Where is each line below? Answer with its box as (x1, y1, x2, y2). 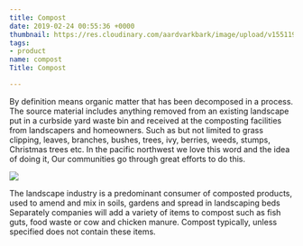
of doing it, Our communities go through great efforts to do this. (9, 153, 246, 164)
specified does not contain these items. (9, 226, 156, 237)
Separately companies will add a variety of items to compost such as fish (9, 206, 281, 217)
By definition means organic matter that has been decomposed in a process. (9, 96, 294, 106)
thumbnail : (9, 30, 50, 39)
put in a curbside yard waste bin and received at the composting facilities (9, 114, 282, 126)
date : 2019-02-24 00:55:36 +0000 (9, 22, 135, 31)
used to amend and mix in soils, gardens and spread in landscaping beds (9, 197, 281, 208)
